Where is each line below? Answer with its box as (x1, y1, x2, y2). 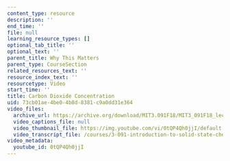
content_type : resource (7, 10, 75, 17)
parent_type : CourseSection (7, 61, 88, 68)
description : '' (7, 16, 53, 23)
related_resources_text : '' (7, 67, 88, 74)
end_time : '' (7, 23, 44, 29)
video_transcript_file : (13, 131, 81, 138)
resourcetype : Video (7, 80, 66, 87)
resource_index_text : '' (7, 73, 78, 81)
